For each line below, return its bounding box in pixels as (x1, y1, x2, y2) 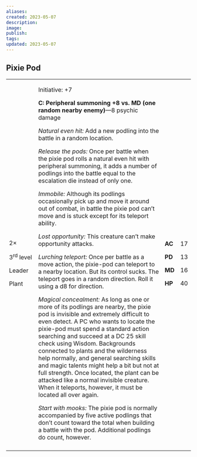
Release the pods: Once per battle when (38, 147, 149, 155)
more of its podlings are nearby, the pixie (38, 303, 151, 311)
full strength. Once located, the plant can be (38, 368, 159, 377)
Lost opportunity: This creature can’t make (38, 232, 155, 241)
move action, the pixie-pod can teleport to (38, 260, 155, 268)
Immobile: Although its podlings (38, 189, 125, 198)
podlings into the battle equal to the (38, 169, 136, 177)
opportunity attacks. (38, 239, 94, 248)
